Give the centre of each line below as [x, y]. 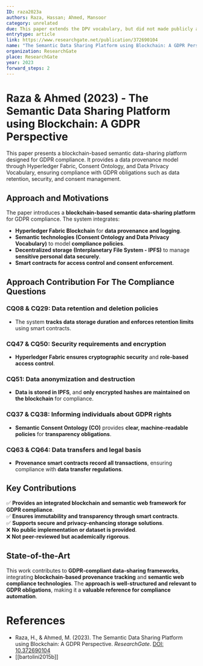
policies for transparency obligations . [63, 434]
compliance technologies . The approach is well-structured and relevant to [101, 583]
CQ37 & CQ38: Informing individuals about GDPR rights [89, 414]
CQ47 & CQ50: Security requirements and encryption [86, 344]
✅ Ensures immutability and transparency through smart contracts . [93, 516]
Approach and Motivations [57, 198]
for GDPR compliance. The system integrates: [63, 219]
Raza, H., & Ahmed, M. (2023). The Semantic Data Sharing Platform [99, 637]
